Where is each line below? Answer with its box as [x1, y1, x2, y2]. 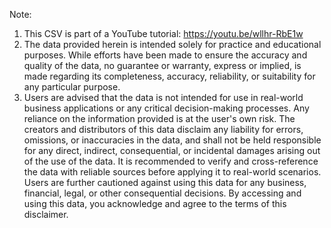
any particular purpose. [23, 81, 121, 93]
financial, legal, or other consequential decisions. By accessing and [23, 187, 302, 199]
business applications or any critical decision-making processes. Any [23, 102, 310, 114]
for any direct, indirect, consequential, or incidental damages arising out [23, 145, 321, 156]
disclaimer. [23, 209, 69, 220]
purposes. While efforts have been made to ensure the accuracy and [23, 49, 308, 61]
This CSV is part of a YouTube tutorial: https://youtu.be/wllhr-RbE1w [23, 28, 304, 39]
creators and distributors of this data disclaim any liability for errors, [23, 124, 304, 135]
